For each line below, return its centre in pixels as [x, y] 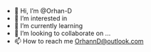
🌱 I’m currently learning [48, 26]
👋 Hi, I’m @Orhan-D [43, 11]
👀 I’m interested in [41, 18]
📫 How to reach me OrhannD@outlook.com [79, 41]
